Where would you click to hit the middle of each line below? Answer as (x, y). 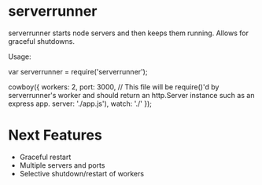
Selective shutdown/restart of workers (81, 173)
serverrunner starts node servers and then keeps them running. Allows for (129, 33)
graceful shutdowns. (41, 41)
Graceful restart (45, 157)
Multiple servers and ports (62, 165)
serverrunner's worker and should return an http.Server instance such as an (131, 95)
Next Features (55, 135)
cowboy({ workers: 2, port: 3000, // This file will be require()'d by (114, 87)
